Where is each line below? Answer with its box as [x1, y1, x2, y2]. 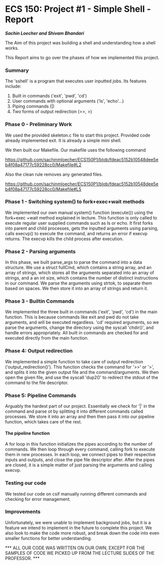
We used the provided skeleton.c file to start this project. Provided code [5, 132, 151, 138]
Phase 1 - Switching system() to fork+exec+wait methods [5, 198, 145, 205]
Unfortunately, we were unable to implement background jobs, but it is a [5, 519, 151, 526]
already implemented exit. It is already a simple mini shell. [5, 137, 122, 143]
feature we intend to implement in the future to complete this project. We [5, 525, 152, 530]
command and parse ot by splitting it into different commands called [5, 408, 143, 415]
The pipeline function [5, 430, 50, 436]
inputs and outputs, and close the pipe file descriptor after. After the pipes [5, 457, 155, 463]
